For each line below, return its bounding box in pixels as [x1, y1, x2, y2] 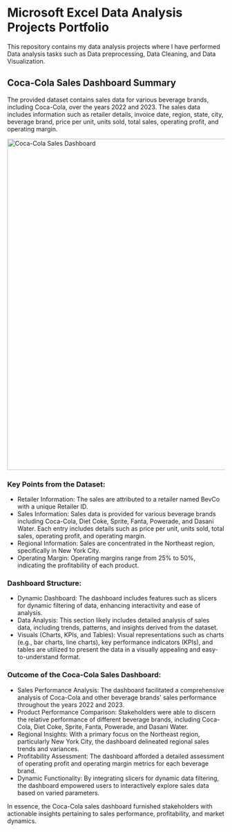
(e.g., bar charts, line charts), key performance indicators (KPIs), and [17, 638, 213, 647]
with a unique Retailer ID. [17, 502, 88, 511]
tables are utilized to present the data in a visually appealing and [17, 645, 201, 654]
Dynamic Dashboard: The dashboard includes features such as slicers [17, 594, 217, 603]
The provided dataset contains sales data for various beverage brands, [7, 95, 209, 104]
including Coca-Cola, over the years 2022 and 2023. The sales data [7, 102, 201, 111]
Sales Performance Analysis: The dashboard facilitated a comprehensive [17, 686, 224, 694]
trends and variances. [17, 744, 79, 753]
